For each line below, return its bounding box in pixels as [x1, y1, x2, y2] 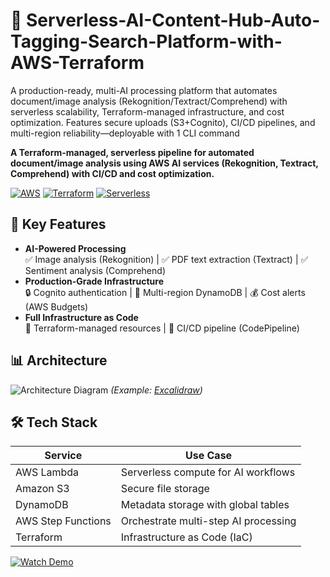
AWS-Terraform [10, 52, 145, 74]
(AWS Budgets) [24, 300, 89, 313]
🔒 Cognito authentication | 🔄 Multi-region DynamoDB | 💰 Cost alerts [24, 286, 306, 298]
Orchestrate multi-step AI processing [120, 514, 297, 528]
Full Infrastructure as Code [24, 311, 139, 323]
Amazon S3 [15, 482, 70, 496]
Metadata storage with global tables [120, 498, 290, 512]
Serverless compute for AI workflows [120, 465, 296, 479]
